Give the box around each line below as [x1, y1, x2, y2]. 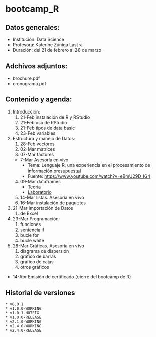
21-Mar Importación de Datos [12, 205, 74, 211]
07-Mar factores [20, 151, 54, 157]
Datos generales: [5, 23, 60, 32]
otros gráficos [20, 264, 49, 270]
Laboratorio [27, 189, 52, 195]
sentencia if [20, 227, 45, 233]
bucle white [20, 237, 44, 243]
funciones [20, 221, 41, 227]
